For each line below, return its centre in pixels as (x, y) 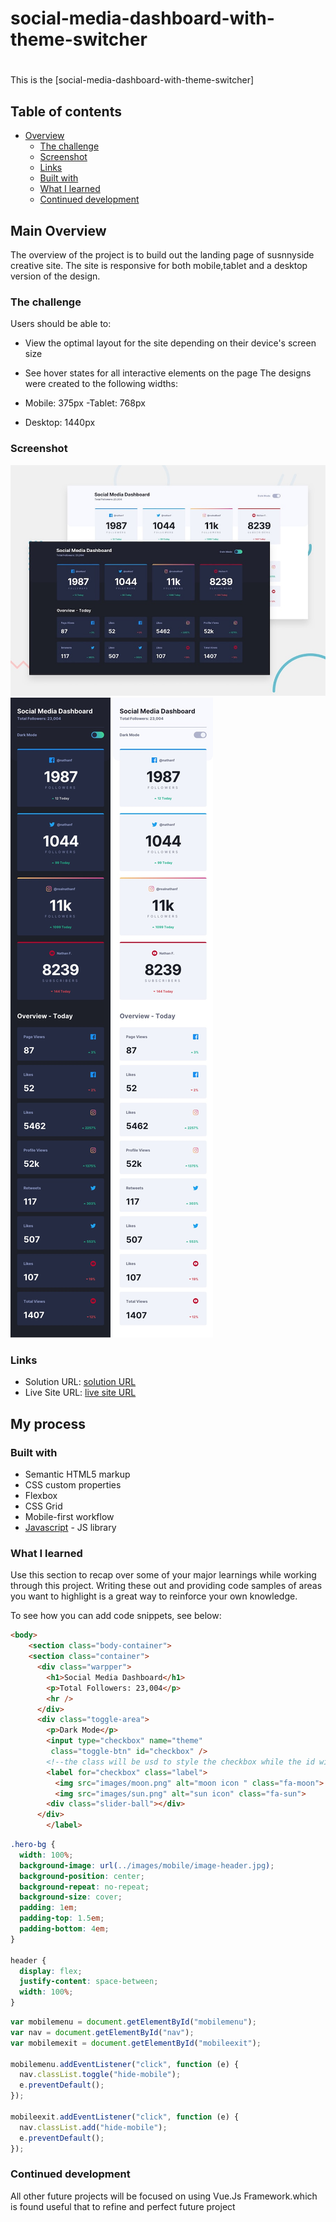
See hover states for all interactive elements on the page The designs (168, 373)
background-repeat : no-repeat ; (84, 1887)
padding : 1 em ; (48, 1908)
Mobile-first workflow (69, 1517)
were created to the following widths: (101, 384)
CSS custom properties (73, 1485)
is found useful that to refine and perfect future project (123, 2206)
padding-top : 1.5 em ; (62, 1918)
